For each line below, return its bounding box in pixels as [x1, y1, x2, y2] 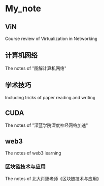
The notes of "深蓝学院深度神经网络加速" [5, 122, 88, 128]
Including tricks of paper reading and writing [5, 94, 96, 100]
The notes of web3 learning [5, 150, 62, 156]
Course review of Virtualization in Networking [5, 36, 98, 41]
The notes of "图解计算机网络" [5, 65, 67, 71]
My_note [5, 3, 41, 14]
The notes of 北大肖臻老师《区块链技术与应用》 [5, 176, 102, 182]
